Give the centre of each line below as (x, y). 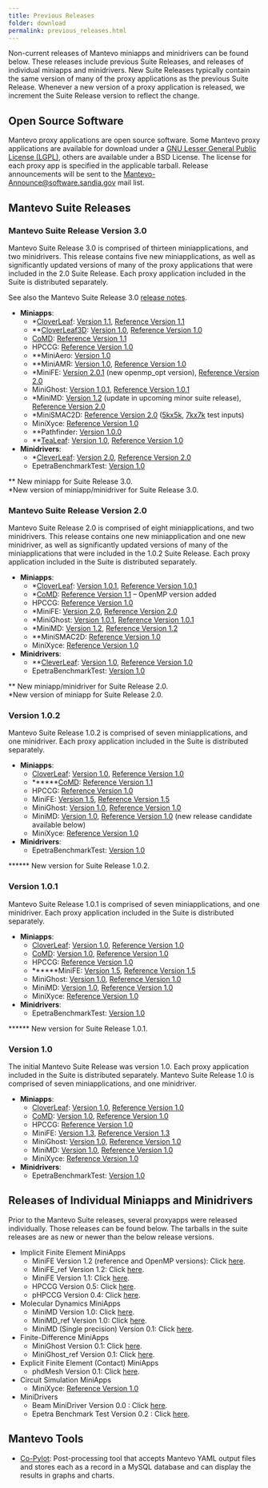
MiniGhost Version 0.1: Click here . (87, 1346)
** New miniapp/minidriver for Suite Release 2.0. (88, 686)
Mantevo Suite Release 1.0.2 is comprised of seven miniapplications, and (128, 733)
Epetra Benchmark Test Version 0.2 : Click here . (111, 1414)
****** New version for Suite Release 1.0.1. (78, 1028)
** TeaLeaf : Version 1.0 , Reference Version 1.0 (108, 440)
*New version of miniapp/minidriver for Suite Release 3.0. (103, 489)
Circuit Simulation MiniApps (66, 1379)
